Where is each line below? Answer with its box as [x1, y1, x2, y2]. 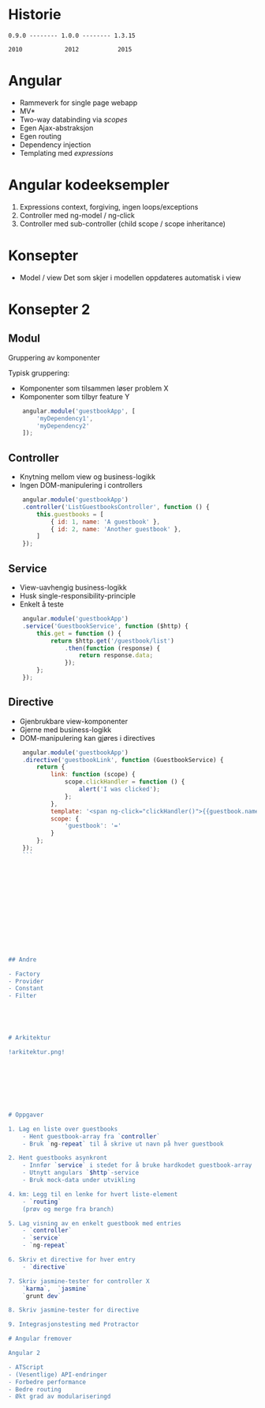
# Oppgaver [8, 1111, 44, 1119]
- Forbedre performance [8, 1378, 87, 1386]
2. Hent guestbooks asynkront [8, 1154, 108, 1162]
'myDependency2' [36, 421, 90, 430]
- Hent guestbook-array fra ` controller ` [22, 1132, 160, 1140]
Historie [8, 6, 62, 24]
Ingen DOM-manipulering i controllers [19, 481, 144, 490]
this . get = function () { [36, 629, 122, 637]
